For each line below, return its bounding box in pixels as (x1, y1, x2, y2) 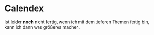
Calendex (4, 3, 44, 14)
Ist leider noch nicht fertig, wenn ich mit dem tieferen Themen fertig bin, (4, 19, 150, 25)
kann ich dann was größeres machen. (4, 24, 80, 30)
